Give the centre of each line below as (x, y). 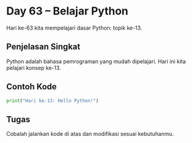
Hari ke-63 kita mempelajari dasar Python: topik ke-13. (74, 28)
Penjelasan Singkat (43, 47)
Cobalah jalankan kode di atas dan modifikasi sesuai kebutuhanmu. (90, 134)
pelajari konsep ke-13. (34, 68)
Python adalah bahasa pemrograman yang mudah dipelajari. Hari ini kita (96, 61)
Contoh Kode (31, 87)
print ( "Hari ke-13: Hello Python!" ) (52, 101)
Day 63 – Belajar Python (67, 11)
